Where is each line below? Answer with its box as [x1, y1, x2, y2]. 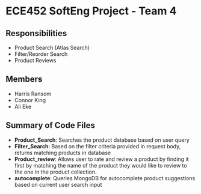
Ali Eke [14, 103, 32, 110]
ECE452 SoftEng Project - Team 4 [5, 4, 177, 18]
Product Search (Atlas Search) [14, 44, 90, 51]
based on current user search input [14, 181, 102, 188]
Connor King [14, 96, 46, 103]
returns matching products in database [14, 149, 111, 156]
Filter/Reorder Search [14, 50, 68, 58]
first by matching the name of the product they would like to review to [14, 162, 187, 169]
